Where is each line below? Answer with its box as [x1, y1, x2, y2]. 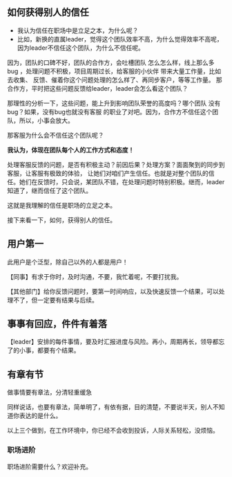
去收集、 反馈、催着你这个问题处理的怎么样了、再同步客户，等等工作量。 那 [7, 75, 222, 84]
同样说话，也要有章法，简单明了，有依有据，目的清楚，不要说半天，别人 [7, 403, 213, 411]
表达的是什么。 [19, 411, 62, 420]
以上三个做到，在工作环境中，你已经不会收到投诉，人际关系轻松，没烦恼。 [7, 426, 219, 435]
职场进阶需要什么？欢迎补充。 [7, 462, 92, 471]
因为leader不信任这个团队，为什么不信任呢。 [17, 44, 145, 52]
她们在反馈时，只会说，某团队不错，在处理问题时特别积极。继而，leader [19, 177, 225, 186]
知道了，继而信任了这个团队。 [7, 186, 92, 195]
